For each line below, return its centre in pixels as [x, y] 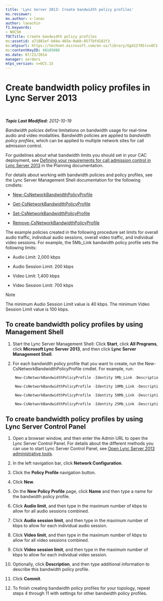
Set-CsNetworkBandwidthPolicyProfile [51, 214]
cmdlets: [14, 185]
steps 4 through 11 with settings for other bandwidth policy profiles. [80, 593]
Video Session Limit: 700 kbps [43, 285]
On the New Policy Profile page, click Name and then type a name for [82, 491]
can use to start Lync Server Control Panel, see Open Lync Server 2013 [83, 449]
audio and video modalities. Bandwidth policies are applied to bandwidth [78, 135]
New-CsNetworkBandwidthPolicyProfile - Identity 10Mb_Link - [77, 386]
